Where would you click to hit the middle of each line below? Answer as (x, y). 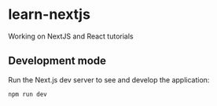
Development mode (57, 61)
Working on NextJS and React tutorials (71, 36)
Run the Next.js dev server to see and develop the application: (109, 79)
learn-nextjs (49, 15)
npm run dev (28, 94)
